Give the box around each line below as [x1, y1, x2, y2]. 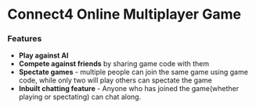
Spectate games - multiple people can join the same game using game [18, 68, 248, 77]
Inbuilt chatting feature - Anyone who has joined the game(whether [18, 84, 240, 93]
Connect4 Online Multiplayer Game [7, 5, 242, 23]
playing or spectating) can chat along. [18, 92, 142, 102]
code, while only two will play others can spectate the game [18, 76, 212, 85]
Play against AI [18, 51, 69, 60]
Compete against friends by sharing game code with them [18, 59, 210, 69]
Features [7, 33, 42, 44]
